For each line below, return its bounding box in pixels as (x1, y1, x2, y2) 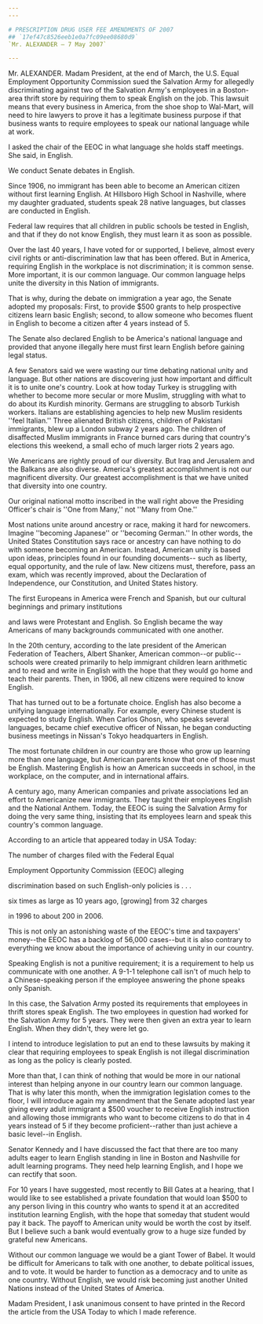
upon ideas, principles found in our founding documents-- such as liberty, (8, 553, 247, 563)
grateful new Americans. (8, 1235, 88, 1245)
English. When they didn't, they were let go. (8, 1024, 149, 1033)
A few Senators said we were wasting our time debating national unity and (8, 366, 249, 376)
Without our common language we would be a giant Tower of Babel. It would (8, 1250, 256, 1260)
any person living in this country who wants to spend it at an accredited (8, 1201, 239, 1211)
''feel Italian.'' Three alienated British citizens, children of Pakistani (8, 416, 223, 425)
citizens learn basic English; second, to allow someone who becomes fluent (8, 310, 254, 320)
